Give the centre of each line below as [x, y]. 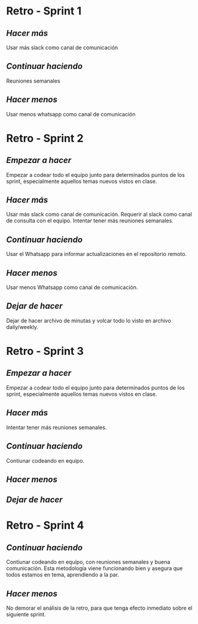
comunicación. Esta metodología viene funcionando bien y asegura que [95, 568]
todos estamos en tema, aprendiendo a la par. [63, 575]
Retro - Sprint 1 [44, 11]
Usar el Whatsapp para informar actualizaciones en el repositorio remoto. [97, 254]
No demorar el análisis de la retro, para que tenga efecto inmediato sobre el [99, 608]
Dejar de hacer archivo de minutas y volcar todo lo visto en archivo [89, 320]
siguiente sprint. [26, 614]
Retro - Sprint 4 [45, 525]
